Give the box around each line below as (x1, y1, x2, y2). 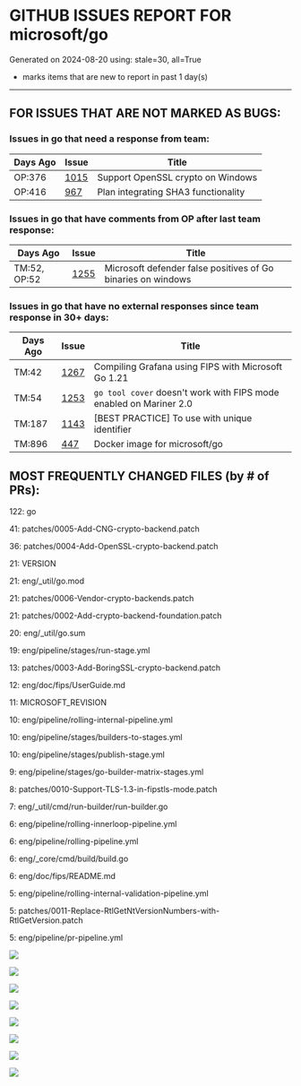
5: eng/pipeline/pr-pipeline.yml (9, 933, 124, 944)
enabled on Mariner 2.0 (93, 398, 193, 410)
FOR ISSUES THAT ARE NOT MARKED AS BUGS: (9, 106, 281, 121)
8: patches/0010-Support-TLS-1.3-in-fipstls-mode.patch (9, 784, 218, 795)
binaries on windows (104, 272, 192, 285)
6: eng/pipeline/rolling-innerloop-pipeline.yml (9, 819, 177, 830)
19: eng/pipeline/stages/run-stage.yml (9, 645, 150, 656)
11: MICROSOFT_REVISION (9, 697, 107, 708)
